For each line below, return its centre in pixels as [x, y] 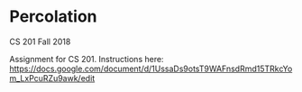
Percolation [53, 17]
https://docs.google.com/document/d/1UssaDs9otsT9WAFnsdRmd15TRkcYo [151, 69]
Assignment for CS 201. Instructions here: [87, 59]
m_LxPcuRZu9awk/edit [52, 78]
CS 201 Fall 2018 [40, 41]
